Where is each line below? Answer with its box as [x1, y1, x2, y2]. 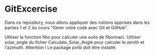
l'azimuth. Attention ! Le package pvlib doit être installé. [4, 44, 117, 50]
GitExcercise [4, 3, 57, 15]
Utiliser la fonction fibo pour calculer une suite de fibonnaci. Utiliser [4, 34, 141, 40]
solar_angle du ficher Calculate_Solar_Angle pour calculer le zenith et [4, 39, 145, 45]
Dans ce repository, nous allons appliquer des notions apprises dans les [4, 19, 150, 25]
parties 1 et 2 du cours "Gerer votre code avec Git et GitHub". [4, 24, 128, 30]
